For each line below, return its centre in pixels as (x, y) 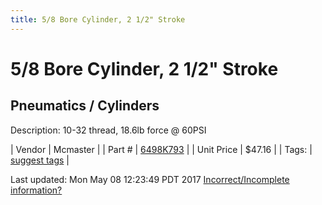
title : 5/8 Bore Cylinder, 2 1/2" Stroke (98, 19)
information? (36, 190)
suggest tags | (40, 160)
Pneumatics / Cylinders (85, 106)
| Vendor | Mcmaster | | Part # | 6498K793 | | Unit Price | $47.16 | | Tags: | (161, 149)
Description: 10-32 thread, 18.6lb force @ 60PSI (108, 130)
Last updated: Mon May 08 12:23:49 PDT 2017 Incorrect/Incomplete (150, 179)
